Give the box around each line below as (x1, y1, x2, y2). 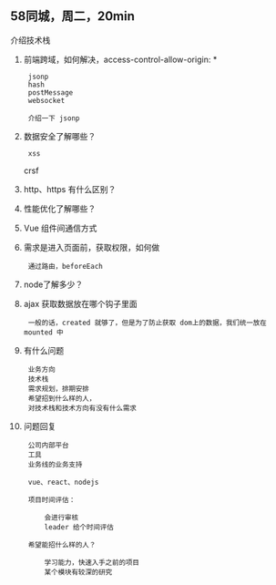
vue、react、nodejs (27, 477, 99, 487)
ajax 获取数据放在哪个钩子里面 (23, 298, 138, 309)
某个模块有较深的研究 (44, 568, 113, 577)
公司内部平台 (27, 440, 69, 449)
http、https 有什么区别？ (23, 183, 117, 194)
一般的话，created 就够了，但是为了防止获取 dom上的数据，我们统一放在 (27, 318, 267, 327)
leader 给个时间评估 (44, 522, 115, 531)
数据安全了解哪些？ (23, 130, 97, 141)
